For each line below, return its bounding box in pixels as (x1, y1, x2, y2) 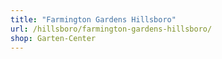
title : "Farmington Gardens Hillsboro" (10, 14, 177, 25)
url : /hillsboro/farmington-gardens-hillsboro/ (10, 24, 213, 34)
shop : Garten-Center (10, 33, 97, 43)
